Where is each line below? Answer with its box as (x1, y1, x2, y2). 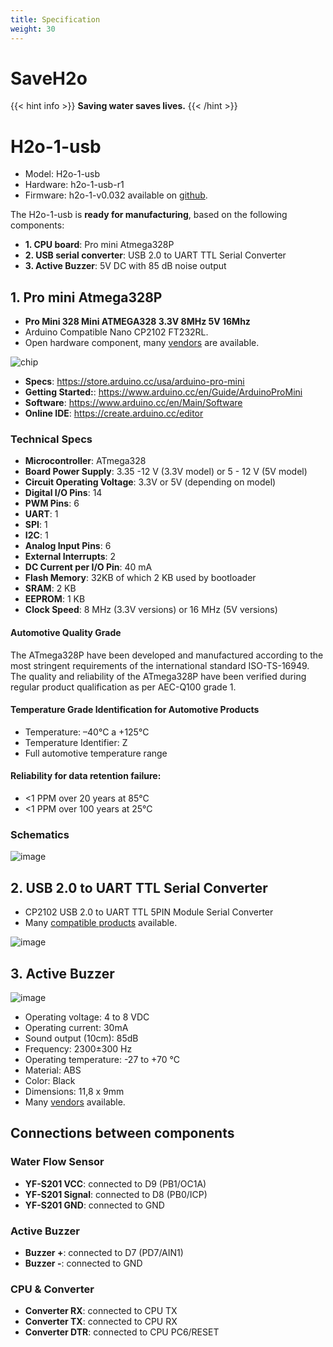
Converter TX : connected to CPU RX (24, 1316, 178, 1328)
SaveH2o (10, 67, 88, 90)
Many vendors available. (24, 1096, 126, 1108)
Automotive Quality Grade (10, 627, 122, 639)
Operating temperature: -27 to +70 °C (24, 1054, 180, 1066)
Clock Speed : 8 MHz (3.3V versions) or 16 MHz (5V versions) (24, 604, 278, 616)
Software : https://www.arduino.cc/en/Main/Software (24, 397, 243, 409)
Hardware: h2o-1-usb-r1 (24, 179, 125, 191)
